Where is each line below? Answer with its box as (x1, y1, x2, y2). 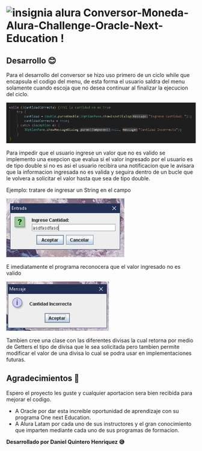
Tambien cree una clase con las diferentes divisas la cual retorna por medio (6, 337, 194, 344)
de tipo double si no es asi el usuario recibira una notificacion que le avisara (6, 162, 194, 169)
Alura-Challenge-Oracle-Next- (6, 19, 164, 32)
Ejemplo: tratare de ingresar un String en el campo (6, 186, 131, 194)
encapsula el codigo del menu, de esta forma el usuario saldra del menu (6, 78, 185, 85)
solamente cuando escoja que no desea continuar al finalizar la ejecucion (6, 84, 188, 91)
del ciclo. (6, 91, 29, 97)
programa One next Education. (14, 414, 91, 421)
